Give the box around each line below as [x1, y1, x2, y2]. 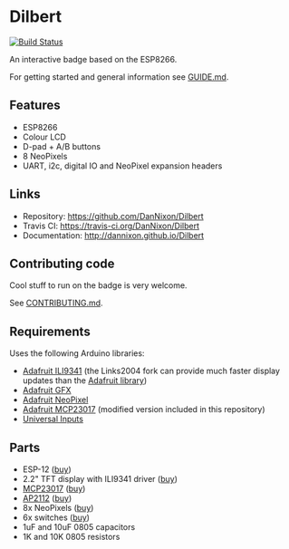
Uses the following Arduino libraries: [9, 348, 145, 359]
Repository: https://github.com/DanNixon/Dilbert [22, 210, 204, 221]
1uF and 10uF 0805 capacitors [22, 522, 136, 532]
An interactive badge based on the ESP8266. [9, 53, 178, 64]
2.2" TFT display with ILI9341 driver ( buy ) [22, 474, 178, 484]
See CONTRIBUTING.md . [9, 297, 103, 309]
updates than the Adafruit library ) [22, 375, 148, 386]
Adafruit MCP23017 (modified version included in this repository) [22, 404, 265, 415]
